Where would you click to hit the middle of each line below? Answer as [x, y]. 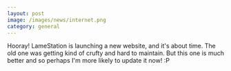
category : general [33, 26]
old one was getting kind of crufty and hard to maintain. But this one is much [115, 53]
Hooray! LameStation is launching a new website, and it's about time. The [111, 46]
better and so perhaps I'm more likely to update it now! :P [89, 61]
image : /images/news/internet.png [57, 20]
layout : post [26, 13]
